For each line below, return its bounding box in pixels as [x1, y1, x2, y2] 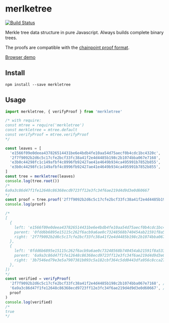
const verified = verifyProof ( [5, 276, 71, 281]
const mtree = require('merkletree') [5, 123, 84, 128]
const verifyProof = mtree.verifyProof [5, 132, 89, 137]
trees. [5, 35, 18, 41]
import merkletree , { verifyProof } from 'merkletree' [5, 109, 123, 114]
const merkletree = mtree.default [5, 128, 78, 133]
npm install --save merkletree [5, 82, 71, 87]
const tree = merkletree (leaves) [5, 174, 75, 179]
